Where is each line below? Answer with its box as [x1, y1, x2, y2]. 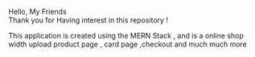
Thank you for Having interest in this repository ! [8, 15, 169, 25]
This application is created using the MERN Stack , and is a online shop [8, 31, 244, 40]
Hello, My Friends [8, 7, 67, 16]
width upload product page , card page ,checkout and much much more [8, 39, 248, 49]
